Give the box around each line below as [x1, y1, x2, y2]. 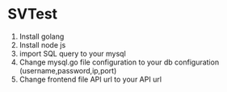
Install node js [19, 40, 66, 49]
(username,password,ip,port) [19, 65, 117, 75]
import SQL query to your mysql [19, 48, 126, 58]
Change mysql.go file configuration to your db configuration [19, 57, 220, 67]
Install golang [19, 31, 65, 41]
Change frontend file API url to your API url [19, 74, 162, 84]
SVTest [7, 5, 58, 23]
